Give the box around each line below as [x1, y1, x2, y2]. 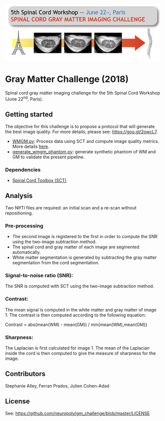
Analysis [5, 192, 33, 200]
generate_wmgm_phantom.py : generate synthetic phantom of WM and [12, 148, 156, 154]
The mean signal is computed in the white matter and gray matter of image [5, 307, 157, 313]
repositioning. [5, 210, 33, 216]
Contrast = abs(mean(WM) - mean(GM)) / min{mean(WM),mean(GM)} [5, 321, 148, 327]
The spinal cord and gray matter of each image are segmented [12, 244, 139, 250]
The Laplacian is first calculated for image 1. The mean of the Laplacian [5, 345, 150, 351]
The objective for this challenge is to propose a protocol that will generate [5, 123, 155, 129]
